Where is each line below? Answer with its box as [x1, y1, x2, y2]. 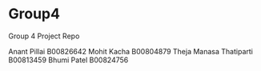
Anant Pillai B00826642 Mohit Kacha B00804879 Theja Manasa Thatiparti [8, 46, 254, 56]
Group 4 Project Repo [8, 31, 80, 41]
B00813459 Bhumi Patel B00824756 [8, 55, 129, 65]
